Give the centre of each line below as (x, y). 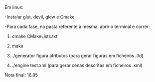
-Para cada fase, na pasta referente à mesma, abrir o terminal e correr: (77, 26)
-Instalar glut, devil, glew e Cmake (40, 17)
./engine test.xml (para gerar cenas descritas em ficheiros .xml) (77, 65)
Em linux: (14, 7)
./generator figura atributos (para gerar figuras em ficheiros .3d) (78, 55)
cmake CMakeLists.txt (35, 36)
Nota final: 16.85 (21, 75)
